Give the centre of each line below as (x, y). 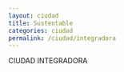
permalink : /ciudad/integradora (62, 38)
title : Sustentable (41, 23)
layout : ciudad (34, 16)
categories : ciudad (41, 30)
